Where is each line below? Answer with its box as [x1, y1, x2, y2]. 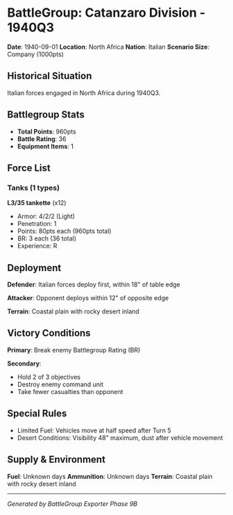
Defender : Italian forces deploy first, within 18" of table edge [7, 280, 180, 289]
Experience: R [17, 242, 58, 250]
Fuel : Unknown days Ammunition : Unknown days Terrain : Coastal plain [7, 472, 213, 480]
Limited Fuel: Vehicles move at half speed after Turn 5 [17, 426, 171, 434]
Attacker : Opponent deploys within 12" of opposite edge [7, 294, 169, 302]
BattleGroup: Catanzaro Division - [7, 5, 206, 21]
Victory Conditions [7, 327, 92, 339]
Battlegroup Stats [7, 109, 85, 121]
